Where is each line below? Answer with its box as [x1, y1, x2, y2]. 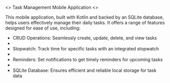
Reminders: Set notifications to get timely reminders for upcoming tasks [12, 57, 163, 63]
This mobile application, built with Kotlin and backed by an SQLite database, [5, 14, 164, 20]
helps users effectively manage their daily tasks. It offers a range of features [5, 20, 165, 25]
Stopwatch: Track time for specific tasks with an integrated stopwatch [12, 46, 159, 51]
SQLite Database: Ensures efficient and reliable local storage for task [12, 67, 157, 73]
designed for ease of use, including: [5, 25, 81, 31]
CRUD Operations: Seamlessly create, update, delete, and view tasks [12, 35, 157, 41]
